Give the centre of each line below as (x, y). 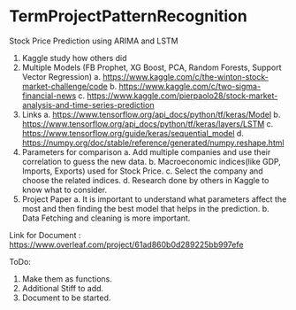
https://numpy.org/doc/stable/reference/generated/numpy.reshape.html (153, 143)
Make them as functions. (67, 279)
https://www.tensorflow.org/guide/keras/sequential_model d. (133, 133)
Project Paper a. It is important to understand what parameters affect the (154, 199)
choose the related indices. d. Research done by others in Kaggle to (145, 180)
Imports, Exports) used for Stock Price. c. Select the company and (142, 171)
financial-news (49, 96)
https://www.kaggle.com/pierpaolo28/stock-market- (182, 96)
